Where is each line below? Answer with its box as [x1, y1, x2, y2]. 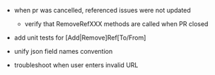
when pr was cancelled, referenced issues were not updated [13, 6, 191, 14]
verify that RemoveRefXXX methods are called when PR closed [24, 20, 209, 28]
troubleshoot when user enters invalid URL [13, 61, 139, 69]
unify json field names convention [13, 47, 113, 55]
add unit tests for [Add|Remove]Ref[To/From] [13, 33, 146, 42]
